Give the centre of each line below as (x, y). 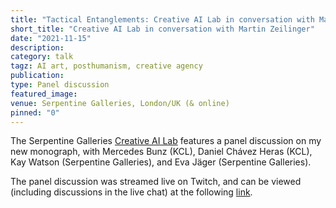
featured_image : (44, 94)
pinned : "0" (35, 112)
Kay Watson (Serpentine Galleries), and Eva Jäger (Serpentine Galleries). (161, 162)
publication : (37, 76)
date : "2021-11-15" (51, 38)
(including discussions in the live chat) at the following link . (131, 192)
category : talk (42, 57)
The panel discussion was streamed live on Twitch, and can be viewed (156, 182)
